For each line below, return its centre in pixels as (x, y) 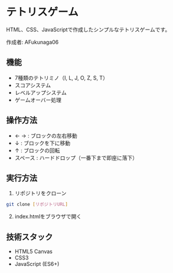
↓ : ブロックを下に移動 (43, 143)
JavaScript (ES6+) (37, 264)
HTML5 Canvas (34, 252)
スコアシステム (33, 85)
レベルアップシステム (40, 93)
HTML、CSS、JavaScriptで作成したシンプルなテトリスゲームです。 (88, 29)
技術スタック (30, 237)
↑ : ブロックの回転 (37, 150)
